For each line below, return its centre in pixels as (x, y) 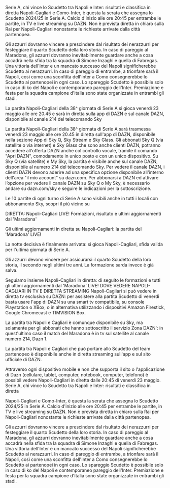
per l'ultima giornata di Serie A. (38, 250)
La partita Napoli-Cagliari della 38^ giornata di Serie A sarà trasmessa (78, 129)
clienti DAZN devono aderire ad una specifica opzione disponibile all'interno (84, 172)
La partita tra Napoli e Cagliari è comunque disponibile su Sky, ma (74, 322)
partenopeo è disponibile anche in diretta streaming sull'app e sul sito (78, 354)
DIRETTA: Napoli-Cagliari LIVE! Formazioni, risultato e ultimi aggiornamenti (83, 214)
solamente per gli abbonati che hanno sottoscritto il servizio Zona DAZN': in (84, 328)
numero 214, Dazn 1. (26, 339)
